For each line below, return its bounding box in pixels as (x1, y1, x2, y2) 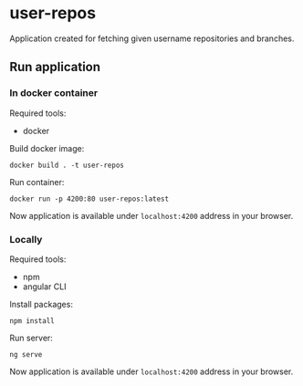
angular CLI (22, 281, 67, 292)
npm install (9, 316, 55, 326)
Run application (9, 59, 101, 75)
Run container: (9, 176, 65, 187)
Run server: (9, 332, 53, 343)
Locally (9, 233, 43, 245)
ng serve (9, 349, 43, 359)
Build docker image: (9, 142, 85, 153)
